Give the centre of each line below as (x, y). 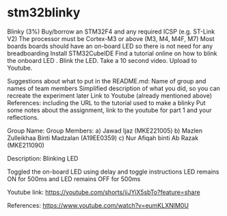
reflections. (23, 117)
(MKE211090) (26, 145)
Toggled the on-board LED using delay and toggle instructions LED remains (113, 172)
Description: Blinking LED (43, 158)
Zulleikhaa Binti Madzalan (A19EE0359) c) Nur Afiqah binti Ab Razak (103, 137)
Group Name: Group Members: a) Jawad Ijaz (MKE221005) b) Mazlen (105, 131)
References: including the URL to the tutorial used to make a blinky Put (107, 103)
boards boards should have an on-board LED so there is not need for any (110, 46)
